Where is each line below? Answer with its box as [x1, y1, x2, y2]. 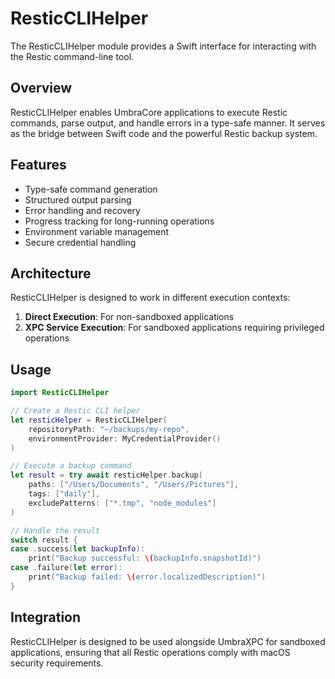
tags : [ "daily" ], [28, 489, 101, 499]
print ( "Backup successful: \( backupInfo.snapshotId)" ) [28, 553, 262, 564]
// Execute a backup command [10, 461, 132, 471]
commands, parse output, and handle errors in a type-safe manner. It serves [10, 117, 326, 129]
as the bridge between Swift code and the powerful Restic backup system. [10, 127, 318, 139]
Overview [10, 80, 73, 97]
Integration [10, 609, 82, 626]
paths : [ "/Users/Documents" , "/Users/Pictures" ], [28, 480, 240, 490]
